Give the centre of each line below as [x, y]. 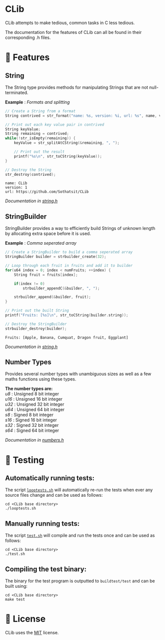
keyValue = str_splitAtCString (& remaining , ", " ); [67, 143]
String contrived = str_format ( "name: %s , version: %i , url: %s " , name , [81, 116]
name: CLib [16, 183]
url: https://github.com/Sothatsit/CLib [47, 192]
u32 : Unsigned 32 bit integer [35, 404]
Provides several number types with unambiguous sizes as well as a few [78, 374]
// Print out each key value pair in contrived [55, 125]
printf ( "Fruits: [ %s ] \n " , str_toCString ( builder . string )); [67, 315]
